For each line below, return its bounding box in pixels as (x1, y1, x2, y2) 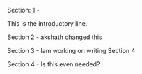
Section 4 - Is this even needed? (7, 60, 100, 68)
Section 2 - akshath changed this (7, 33, 102, 41)
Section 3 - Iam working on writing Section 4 (7, 47, 136, 54)
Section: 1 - (7, 6, 40, 14)
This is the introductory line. (7, 20, 88, 27)
